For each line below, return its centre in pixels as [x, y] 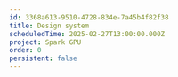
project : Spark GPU [45, 42]
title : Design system [49, 26]
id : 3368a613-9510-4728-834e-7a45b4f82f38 [89, 17]
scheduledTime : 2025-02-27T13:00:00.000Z [87, 34]
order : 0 [25, 50]
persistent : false [43, 58]
